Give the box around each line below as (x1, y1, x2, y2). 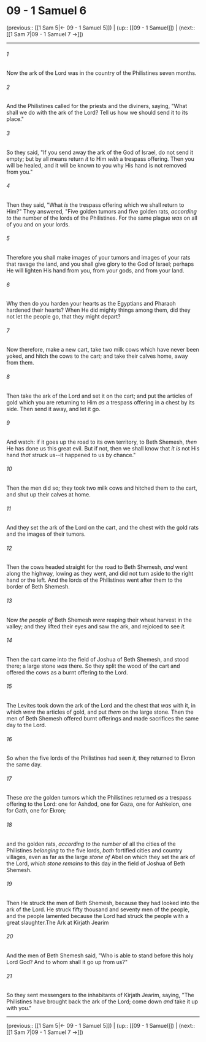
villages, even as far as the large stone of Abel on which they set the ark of (6, 853, 196, 860)
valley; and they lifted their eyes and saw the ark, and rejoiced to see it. (6, 622, 186, 630)
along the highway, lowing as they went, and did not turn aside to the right (6, 570, 194, 577)
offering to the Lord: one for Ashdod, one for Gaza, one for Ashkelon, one (6, 800, 192, 808)
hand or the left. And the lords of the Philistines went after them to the (6, 576, 183, 584)
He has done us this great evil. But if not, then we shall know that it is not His (6, 444, 200, 452)
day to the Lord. (6, 721, 47, 728)
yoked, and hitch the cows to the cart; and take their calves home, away (6, 352, 188, 360)
